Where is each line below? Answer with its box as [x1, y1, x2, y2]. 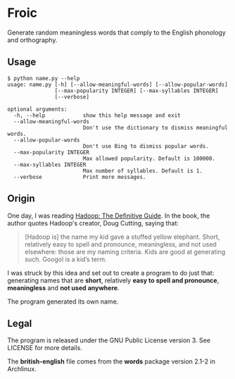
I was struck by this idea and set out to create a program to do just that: [7, 268, 215, 277]
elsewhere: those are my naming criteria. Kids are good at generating [24, 247, 226, 256]
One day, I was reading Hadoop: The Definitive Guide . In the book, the [7, 211, 210, 220]
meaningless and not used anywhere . [7, 283, 120, 292]
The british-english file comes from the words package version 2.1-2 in [7, 357, 216, 366]
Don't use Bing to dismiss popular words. [82, 142, 210, 149]
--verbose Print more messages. [13, 173, 146, 180]
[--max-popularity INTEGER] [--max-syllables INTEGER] [54, 87, 219, 94]
